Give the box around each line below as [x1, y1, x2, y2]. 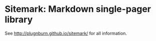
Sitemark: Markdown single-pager [5, 3, 151, 15]
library [5, 14, 33, 25]
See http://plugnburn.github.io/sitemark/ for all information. [5, 30, 127, 36]
